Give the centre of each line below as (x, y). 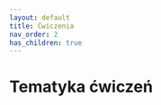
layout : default (40, 17)
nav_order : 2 (34, 34)
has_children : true (46, 43)
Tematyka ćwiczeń (81, 87)
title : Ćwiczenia (42, 26)
